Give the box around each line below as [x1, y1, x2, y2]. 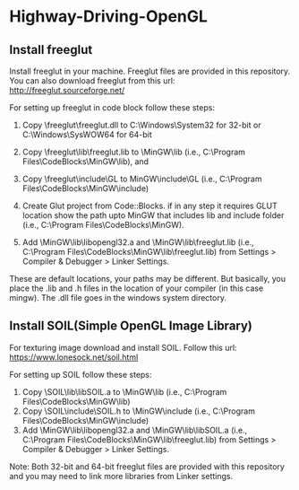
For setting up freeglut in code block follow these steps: [9, 102, 215, 113]
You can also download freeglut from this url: [9, 75, 175, 86]
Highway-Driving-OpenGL [9, 6, 209, 27]
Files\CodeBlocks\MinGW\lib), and [21, 156, 149, 167]
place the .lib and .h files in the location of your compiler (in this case [9, 283, 264, 293]
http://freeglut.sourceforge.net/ [9, 85, 125, 95]
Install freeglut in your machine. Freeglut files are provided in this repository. [9, 66, 291, 76]
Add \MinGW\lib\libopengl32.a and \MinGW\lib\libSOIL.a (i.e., [21, 424, 248, 435]
